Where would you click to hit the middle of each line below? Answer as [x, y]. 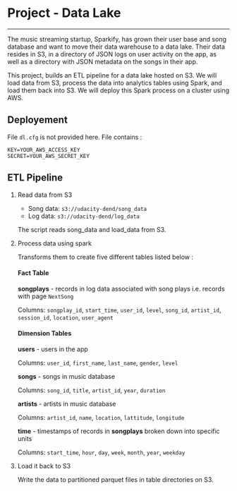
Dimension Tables [44, 334]
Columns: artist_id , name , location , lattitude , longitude [101, 417]
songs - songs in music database [66, 376]
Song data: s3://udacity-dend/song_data [87, 208]
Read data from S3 [45, 195]
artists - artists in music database [67, 404]
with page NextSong [45, 296]
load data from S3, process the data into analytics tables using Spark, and [115, 83]
